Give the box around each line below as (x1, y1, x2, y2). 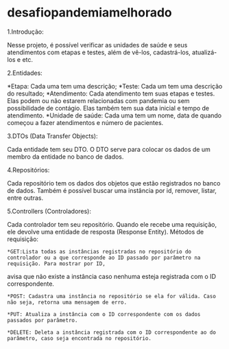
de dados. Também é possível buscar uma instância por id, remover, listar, (7, 186, 217, 194)
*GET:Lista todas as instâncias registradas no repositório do (7, 248, 192, 255)
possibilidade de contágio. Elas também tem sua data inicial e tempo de (7, 104, 210, 112)
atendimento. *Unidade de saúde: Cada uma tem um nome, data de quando (7, 111, 221, 120)
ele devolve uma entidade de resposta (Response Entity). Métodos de (7, 227, 204, 236)
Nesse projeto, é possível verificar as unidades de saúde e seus (7, 41, 188, 49)
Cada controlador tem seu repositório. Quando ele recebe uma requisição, (7, 220, 217, 228)
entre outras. (7, 194, 43, 202)
